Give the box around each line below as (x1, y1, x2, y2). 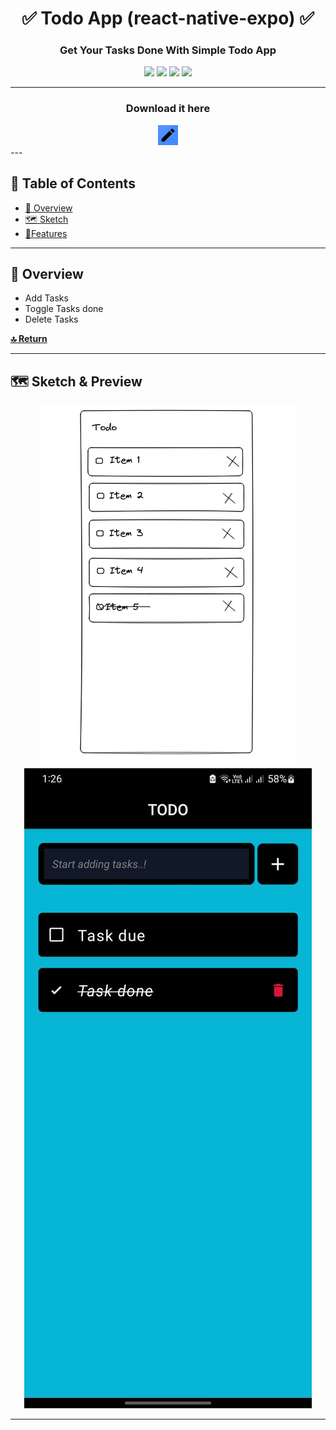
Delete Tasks (24, 313, 79, 326)
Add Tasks (24, 292, 69, 304)
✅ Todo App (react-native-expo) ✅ (21, 7, 315, 30)
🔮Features (24, 227, 68, 239)
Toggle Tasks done (24, 303, 104, 315)
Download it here (125, 102, 211, 116)
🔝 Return (10, 333, 48, 345)
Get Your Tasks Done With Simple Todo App (59, 43, 277, 57)
